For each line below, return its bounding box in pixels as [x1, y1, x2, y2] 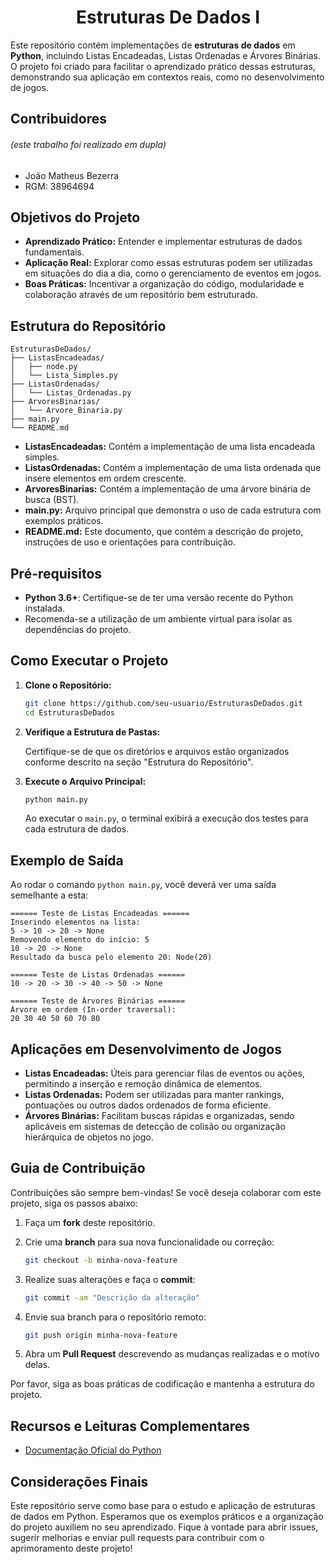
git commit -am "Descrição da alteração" [24, 1292, 201, 1303]
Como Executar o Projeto [10, 652, 169, 670]
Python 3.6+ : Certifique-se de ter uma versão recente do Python [24, 591, 294, 603]
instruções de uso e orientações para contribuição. [24, 536, 236, 548]
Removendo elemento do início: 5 [10, 935, 150, 945]
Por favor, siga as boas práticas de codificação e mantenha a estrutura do [10, 1378, 315, 1390]
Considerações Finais [10, 1473, 149, 1490]
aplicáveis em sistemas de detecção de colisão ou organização [24, 1121, 286, 1133]
